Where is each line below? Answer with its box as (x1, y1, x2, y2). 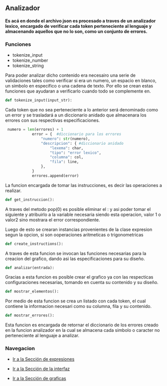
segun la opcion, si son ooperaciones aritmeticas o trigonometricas (5, 231, 144, 238)
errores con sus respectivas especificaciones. (5, 117, 100, 123)
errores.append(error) (31, 173, 79, 178)
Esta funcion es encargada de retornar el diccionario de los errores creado (5, 322, 159, 328)
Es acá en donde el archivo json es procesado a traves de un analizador (5, 17, 156, 24)
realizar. (5, 188, 22, 193)
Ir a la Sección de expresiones (12, 356, 75, 362)
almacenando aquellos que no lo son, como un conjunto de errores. (5, 28, 148, 34)
